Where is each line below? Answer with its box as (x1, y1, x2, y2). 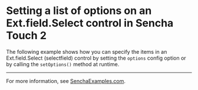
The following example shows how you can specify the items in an (6, 48, 167, 55)
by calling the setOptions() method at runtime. (6, 60, 120, 68)
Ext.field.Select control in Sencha (6, 16, 174, 30)
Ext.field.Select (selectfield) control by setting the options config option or (6, 54, 187, 61)
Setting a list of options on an (6, 4, 152, 18)
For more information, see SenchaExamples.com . (6, 77, 126, 84)
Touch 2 (6, 29, 47, 42)
